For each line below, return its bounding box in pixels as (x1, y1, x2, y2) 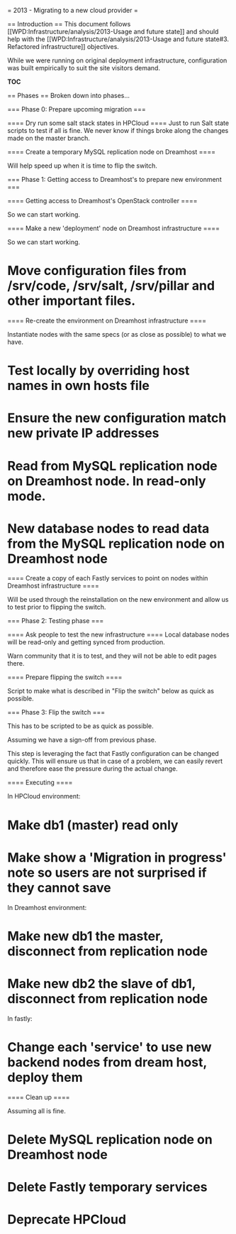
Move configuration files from (7, 263, 186, 279)
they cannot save (7, 880, 111, 896)
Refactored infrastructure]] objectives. (7, 43, 119, 50)
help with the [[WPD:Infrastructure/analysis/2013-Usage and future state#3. (7, 35, 229, 43)
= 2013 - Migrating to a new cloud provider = (7, 6, 138, 14)
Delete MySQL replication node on (7, 1131, 213, 1147)
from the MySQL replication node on (7, 536, 225, 551)
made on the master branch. (7, 134, 90, 142)
